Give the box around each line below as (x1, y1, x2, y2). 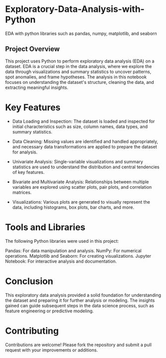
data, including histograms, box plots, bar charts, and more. (12, 204, 135, 210)
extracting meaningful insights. (5, 84, 68, 90)
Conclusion (5, 276, 54, 286)
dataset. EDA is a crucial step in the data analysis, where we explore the (5, 63, 152, 69)
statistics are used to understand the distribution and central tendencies (12, 164, 160, 170)
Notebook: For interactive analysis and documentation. (5, 258, 117, 264)
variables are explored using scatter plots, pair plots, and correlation (12, 184, 152, 190)
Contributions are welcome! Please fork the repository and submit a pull (5, 342, 152, 348)
